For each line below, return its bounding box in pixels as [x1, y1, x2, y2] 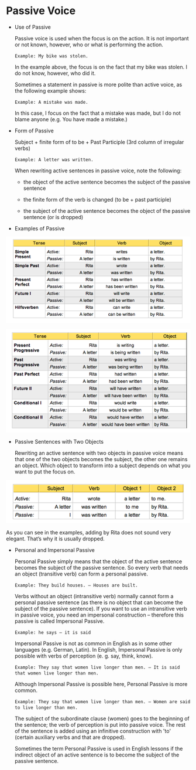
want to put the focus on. [14, 468, 75, 475]
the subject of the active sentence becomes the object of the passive [23, 207, 191, 214]
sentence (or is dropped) [23, 213, 84, 220]
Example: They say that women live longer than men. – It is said [14, 665, 180, 670]
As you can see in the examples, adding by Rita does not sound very [6, 529, 171, 536]
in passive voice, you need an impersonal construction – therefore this [14, 611, 184, 619]
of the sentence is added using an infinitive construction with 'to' [14, 728, 171, 735]
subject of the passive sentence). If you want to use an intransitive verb [14, 605, 187, 612]
